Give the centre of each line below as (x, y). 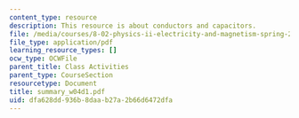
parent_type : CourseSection (61, 75)
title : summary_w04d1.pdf (57, 91)
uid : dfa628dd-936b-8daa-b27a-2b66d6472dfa (91, 100)
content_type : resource (53, 17)
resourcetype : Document (53, 83)
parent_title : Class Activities (69, 67)
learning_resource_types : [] (63, 51)
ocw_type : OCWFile (43, 59)
